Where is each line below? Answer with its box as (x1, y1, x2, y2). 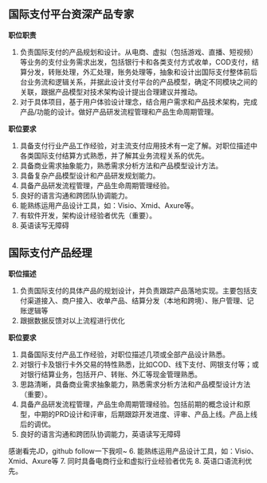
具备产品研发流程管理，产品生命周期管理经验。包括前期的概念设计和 (19, 399, 244, 409)
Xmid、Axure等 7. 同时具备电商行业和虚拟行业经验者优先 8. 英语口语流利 (8, 456, 245, 465)
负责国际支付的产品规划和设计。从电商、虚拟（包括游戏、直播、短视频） (19, 47, 257, 57)
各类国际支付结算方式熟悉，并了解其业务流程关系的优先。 (19, 151, 209, 160)
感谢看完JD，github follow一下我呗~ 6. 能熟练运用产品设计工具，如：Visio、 (8, 446, 258, 456)
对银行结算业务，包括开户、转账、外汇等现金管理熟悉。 (19, 369, 202, 379)
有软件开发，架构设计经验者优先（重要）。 (19, 210, 157, 220)
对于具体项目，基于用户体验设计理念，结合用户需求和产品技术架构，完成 (19, 96, 257, 106)
